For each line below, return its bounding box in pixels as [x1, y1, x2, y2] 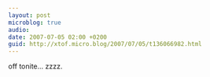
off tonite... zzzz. [8, 61, 63, 71]
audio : [8, 26, 30, 33]
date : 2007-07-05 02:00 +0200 [8, 33, 108, 41]
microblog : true [8, 19, 61, 26]
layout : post [8, 11, 51, 19]
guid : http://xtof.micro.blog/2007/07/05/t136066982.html [8, 40, 202, 48]
